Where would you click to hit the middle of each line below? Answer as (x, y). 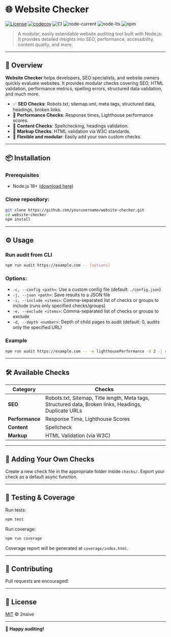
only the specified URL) (37, 327)
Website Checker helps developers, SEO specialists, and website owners (82, 78)
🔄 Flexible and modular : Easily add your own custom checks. (77, 137)
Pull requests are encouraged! (37, 581)
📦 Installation (28, 158)
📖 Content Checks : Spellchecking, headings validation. (70, 125)
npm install (18, 220)
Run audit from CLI (29, 254)
